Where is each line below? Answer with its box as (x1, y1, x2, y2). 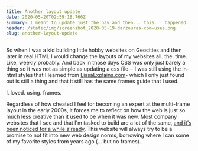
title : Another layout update (6, 8, 81, 15)
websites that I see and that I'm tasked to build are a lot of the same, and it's (6, 119, 192, 126)
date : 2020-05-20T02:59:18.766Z (6, 14, 86, 20)
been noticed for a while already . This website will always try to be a (6, 126, 173, 133)
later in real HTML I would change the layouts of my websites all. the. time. (6, 53, 187, 60)
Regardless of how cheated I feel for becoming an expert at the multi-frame (6, 100, 190, 108)
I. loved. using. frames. (6, 89, 62, 96)
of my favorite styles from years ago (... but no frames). (6, 138, 141, 145)
